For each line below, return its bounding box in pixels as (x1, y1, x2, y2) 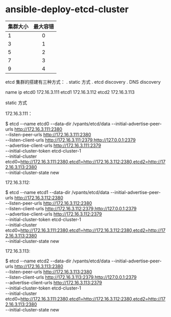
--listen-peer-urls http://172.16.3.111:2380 (5, 131, 91, 137)
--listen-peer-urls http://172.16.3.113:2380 (5, 269, 92, 275)
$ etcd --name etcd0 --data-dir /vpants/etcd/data (5, 120, 111, 127)
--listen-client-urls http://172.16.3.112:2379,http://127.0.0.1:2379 (5, 205, 137, 211)
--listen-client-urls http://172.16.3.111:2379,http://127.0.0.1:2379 (5, 137, 136, 143)
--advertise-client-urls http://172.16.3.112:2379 (5, 211, 102, 217)
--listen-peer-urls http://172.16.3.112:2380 (5, 200, 92, 206)
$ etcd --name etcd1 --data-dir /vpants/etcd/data (5, 189, 110, 195)
